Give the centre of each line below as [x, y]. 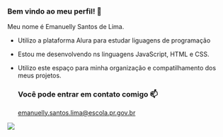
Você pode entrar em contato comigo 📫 [87, 94]
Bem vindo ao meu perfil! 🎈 [55, 11]
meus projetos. [39, 76]
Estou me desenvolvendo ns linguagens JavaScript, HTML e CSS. [113, 54]
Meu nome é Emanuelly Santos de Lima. [66, 27]
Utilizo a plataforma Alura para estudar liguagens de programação [114, 40]
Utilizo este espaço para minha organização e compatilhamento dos [117, 68]
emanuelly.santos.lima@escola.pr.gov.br [76, 112]
